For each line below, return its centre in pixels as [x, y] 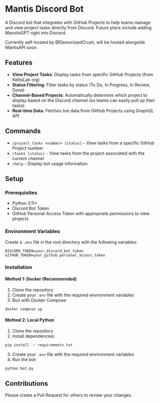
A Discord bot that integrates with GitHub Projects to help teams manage [78, 22]
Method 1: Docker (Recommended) [41, 279]
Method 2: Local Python [30, 320]
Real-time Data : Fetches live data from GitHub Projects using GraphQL [83, 110]
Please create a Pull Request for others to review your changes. [69, 395]
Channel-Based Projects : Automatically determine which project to [80, 95]
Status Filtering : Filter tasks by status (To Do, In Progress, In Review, [81, 85]
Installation [19, 267]
